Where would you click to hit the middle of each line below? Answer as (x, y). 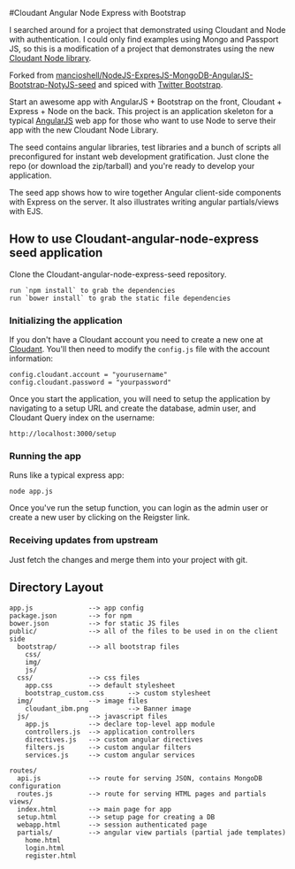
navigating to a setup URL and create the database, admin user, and (132, 408)
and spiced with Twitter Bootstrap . (160, 85)
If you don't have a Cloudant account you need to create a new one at (136, 340)
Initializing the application (66, 320)
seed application (56, 253)
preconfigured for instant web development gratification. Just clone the (139, 157)
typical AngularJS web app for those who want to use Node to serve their (143, 120)
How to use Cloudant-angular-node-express (134, 239)
